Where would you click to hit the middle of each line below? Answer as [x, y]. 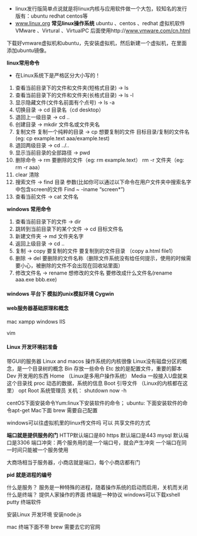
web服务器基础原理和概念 [38, 308]
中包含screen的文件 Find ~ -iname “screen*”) [70, 189]
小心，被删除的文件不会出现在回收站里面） [72, 265]
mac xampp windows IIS [36, 321]
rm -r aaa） [29, 167]
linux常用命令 [23, 63]
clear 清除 [27, 174]
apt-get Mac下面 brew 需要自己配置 [55, 410]
